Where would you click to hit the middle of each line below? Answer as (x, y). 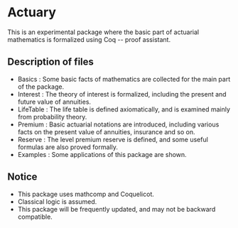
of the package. (41, 87)
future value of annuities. (54, 102)
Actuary (32, 12)
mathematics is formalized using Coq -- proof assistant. (89, 39)
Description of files (51, 62)
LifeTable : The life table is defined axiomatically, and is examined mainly (124, 109)
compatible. (35, 217)
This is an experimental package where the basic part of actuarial (103, 32)
